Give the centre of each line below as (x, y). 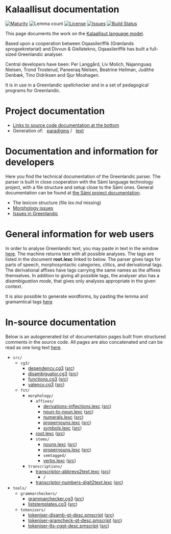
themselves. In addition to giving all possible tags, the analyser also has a (82, 275)
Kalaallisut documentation (62, 9)
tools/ (20, 488)
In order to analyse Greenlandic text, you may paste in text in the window (82, 248)
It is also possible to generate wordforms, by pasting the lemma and (77, 296)
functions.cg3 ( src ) (48, 379)
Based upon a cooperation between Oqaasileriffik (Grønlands (70, 43)
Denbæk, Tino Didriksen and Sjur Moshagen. (53, 75)
